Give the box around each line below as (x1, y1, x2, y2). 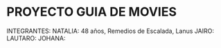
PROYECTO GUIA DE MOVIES (6, 4, 177, 20)
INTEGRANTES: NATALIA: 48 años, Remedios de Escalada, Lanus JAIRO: (6, 27, 214, 35)
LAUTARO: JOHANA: (6, 34, 66, 42)
